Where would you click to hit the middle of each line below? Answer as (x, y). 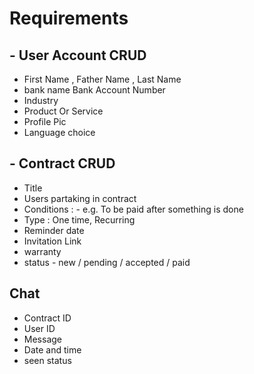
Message (42, 339)
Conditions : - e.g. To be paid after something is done (133, 209)
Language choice (59, 132)
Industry (41, 100)
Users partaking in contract (80, 198)
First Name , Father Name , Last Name (102, 79)
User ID (39, 328)
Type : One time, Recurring (79, 219)
